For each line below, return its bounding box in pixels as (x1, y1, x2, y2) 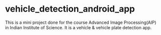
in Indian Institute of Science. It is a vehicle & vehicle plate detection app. (5, 24, 152, 30)
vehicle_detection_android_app (5, 3, 135, 15)
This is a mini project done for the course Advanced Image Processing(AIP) (5, 19, 157, 25)
